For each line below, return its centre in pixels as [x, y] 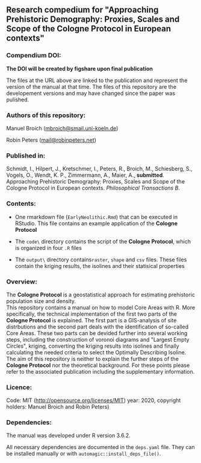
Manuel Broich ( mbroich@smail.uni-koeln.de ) [62, 128]
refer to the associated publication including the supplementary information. [100, 371]
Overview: [22, 281]
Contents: [21, 203]
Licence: [19, 387]
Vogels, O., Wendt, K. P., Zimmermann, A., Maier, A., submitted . [85, 175]
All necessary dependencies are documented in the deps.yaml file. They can [100, 447]
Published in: [26, 155]
